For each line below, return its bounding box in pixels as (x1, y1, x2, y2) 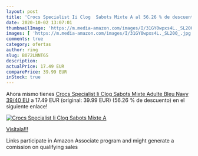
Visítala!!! (6, 126, 28, 133)
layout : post (6, 8, 38, 15)
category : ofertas (6, 42, 51, 48)
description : (6, 58, 38, 64)
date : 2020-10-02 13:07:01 (6, 19, 72, 25)
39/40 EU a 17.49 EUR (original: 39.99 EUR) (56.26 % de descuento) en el (6, 97, 185, 104)
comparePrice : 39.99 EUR (6, 69, 67, 75)
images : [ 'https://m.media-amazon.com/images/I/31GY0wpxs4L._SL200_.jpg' (6, 31, 194, 36)
